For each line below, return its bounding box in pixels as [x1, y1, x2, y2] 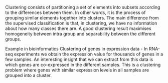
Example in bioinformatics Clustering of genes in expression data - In [5, 46, 148, 51]
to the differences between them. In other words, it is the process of [5, 9, 146, 15]
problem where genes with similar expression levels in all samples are [5, 67, 149, 73]
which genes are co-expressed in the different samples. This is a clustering [5, 62, 161, 67]
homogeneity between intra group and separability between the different [5, 31, 156, 36]
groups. [5, 36, 22, 42]
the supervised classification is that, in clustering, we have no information [5, 20, 157, 26]
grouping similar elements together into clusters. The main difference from [5, 15, 159, 20]
